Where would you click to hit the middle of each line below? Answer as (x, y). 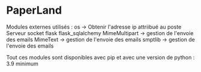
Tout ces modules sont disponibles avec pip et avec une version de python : (100, 57)
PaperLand (34, 10)
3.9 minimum (23, 64)
